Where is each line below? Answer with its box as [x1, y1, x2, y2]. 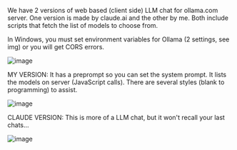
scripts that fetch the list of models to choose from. [7, 21, 158, 29]
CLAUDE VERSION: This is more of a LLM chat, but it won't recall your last [7, 114, 225, 121]
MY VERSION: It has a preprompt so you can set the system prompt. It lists [7, 71, 227, 79]
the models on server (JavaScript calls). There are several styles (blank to [7, 78, 225, 86]
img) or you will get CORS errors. [7, 43, 105, 51]
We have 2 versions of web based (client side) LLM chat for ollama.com [7, 6, 218, 14]
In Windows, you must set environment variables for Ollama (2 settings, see [7, 35, 230, 44]
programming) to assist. [7, 86, 78, 94]
